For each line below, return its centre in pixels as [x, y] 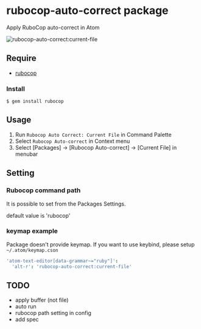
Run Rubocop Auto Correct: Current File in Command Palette [93, 134]
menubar [26, 154]
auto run [26, 306]
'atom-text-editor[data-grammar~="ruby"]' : [62, 261]
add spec [27, 319]
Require [21, 58]
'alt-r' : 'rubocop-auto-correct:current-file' [72, 266]
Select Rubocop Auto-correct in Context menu [72, 141]
